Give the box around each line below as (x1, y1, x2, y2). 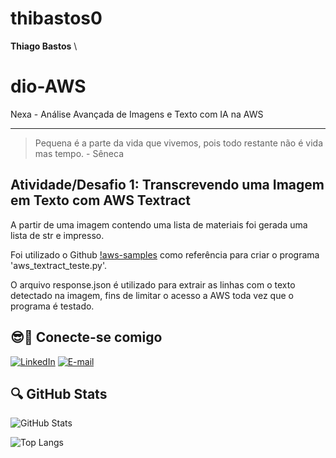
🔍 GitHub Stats (10, 385, 108, 402)
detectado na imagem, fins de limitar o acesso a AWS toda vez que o (10, 289, 294, 301)
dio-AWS (10, 75, 87, 98)
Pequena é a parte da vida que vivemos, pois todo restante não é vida (34, 137, 323, 149)
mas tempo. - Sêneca (34, 147, 125, 159)
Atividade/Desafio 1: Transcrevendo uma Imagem (10, 177, 325, 194)
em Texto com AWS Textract (10, 192, 192, 209)
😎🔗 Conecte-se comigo (10, 329, 163, 346)
